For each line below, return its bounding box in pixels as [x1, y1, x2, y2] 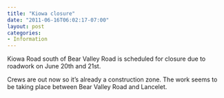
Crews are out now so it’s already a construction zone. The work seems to [7, 75, 218, 84]
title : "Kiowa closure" [7, 10, 76, 17]
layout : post [7, 23, 45, 30]
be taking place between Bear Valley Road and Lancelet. [7, 83, 167, 91]
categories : [7, 29, 41, 37]
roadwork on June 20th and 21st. [7, 62, 101, 70]
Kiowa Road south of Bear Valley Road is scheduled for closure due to [7, 55, 206, 63]
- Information [7, 36, 48, 43]
